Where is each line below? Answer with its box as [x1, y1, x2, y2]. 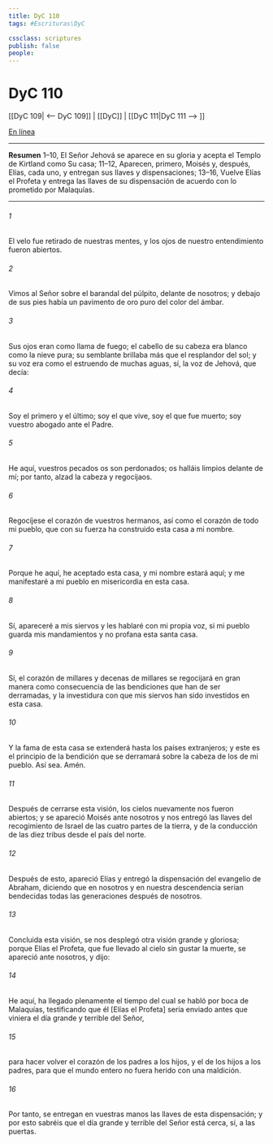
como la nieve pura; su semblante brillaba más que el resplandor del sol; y [8, 350, 258, 359]
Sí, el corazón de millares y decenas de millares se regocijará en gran [8, 672, 241, 683]
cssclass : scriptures [8, 34, 82, 42]
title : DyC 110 [8, 11, 60, 20]
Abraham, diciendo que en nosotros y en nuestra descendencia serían [8, 882, 244, 892]
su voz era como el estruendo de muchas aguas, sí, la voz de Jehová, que [8, 359, 257, 368]
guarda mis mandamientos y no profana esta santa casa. [8, 629, 198, 639]
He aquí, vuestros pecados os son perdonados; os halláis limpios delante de [8, 463, 264, 473]
